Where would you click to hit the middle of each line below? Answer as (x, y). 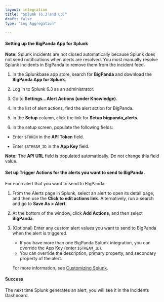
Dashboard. (17, 295)
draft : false (19, 19)
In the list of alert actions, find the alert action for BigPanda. (73, 108)
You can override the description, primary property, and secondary (88, 253)
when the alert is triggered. (40, 233)
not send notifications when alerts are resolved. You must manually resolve (82, 60)
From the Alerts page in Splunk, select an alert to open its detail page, (83, 193)
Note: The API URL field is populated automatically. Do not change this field (82, 156)
